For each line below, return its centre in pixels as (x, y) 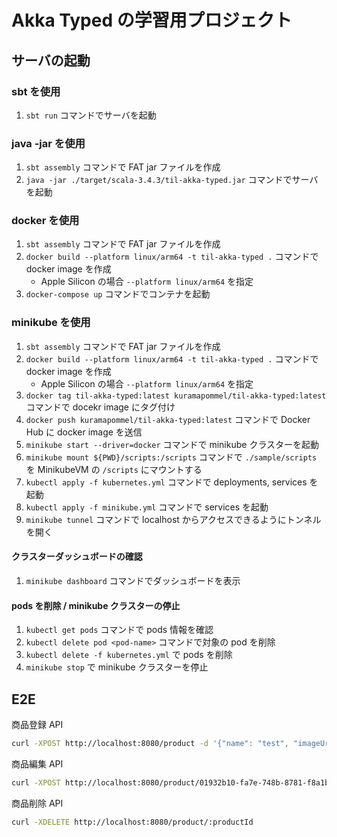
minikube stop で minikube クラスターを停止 (117, 667)
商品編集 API (37, 763)
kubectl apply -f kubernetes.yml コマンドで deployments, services (166, 482)
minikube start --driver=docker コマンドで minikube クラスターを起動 (172, 444)
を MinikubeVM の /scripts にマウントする (114, 469)
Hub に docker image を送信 (84, 432)
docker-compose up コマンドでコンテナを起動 (118, 294)
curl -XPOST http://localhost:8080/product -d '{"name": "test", (150, 743)
